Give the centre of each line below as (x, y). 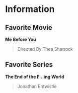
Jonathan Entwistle (37, 86)
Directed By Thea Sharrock (45, 49)
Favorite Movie (29, 28)
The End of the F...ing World (35, 77)
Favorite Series (29, 65)
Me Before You (21, 39)
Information (30, 9)
